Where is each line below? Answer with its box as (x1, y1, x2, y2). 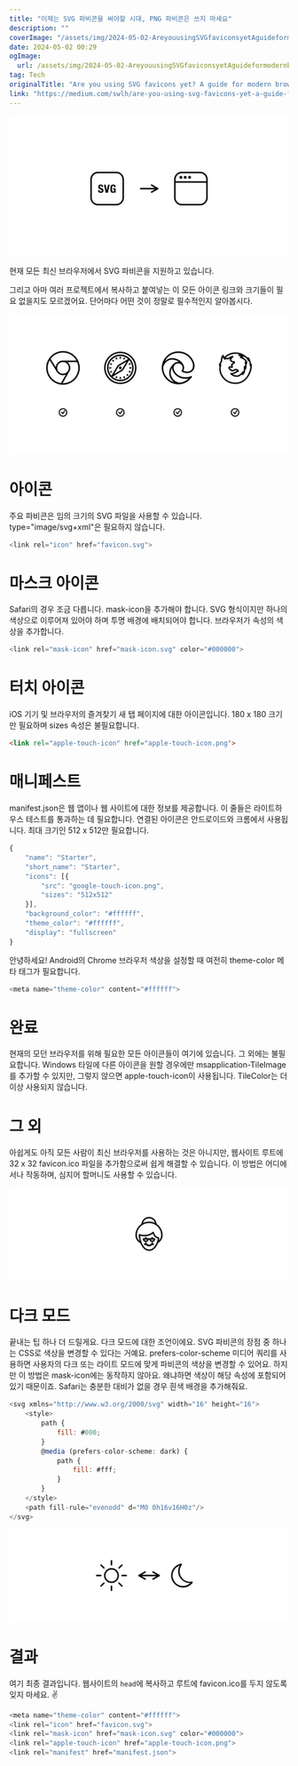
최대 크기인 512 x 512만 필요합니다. (27, 825, 149, 835)
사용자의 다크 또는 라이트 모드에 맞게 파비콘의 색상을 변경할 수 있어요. (32, 1359, 272, 1370)
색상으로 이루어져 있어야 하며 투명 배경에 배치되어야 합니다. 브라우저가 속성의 (9, 615, 275, 626)
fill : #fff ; (72, 1466, 117, 1474)
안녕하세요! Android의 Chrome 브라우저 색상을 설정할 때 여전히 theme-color (9, 955, 275, 965)
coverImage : (9, 33, 53, 42)
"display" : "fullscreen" (25, 928, 117, 937)
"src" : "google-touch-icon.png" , (41, 881, 165, 891)
